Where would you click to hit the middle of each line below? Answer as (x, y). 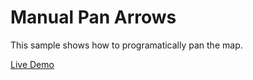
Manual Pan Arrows (93, 17)
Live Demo (32, 64)
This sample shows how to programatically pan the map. (126, 45)
